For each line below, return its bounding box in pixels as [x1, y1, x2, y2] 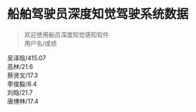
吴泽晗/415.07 [7, 53, 46, 62]
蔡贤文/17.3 [7, 71, 39, 80]
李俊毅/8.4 [7, 80, 37, 88]
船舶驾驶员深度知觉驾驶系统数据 [7, 6, 189, 22]
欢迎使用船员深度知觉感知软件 [23, 30, 109, 39]
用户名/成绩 [23, 39, 57, 47]
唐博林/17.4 [7, 97, 39, 105]
